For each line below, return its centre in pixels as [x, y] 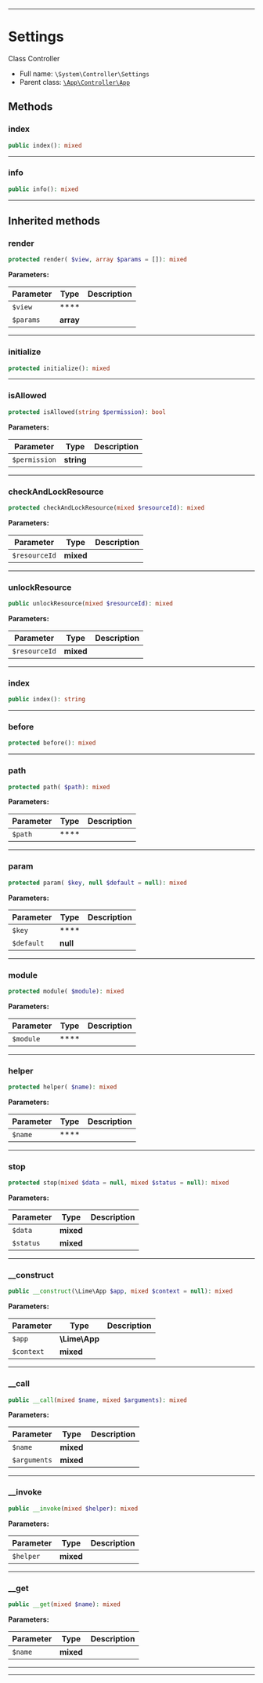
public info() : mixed [43, 189]
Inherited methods [54, 221]
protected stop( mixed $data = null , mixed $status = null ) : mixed [119, 1183]
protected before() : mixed [52, 743]
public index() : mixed [45, 145]
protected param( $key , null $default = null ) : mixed [98, 883]
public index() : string [47, 700]
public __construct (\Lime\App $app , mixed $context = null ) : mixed [121, 1292]
